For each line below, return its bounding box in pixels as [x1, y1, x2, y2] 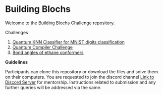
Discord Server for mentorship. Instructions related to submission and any [5, 79, 156, 85]
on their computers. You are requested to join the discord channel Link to [5, 74, 155, 80]
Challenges [5, 29, 28, 35]
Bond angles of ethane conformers [12, 49, 84, 55]
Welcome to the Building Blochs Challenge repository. [5, 20, 115, 26]
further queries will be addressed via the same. [5, 84, 102, 90]
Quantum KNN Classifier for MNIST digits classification [12, 39, 125, 45]
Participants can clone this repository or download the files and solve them [5, 68, 158, 75]
